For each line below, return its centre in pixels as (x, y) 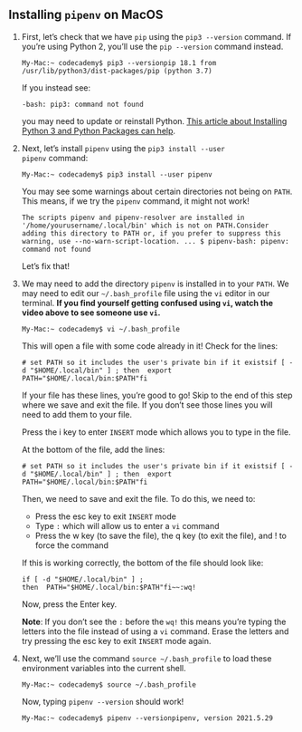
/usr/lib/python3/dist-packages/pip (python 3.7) (117, 71)
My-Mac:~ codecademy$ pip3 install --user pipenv (117, 174)
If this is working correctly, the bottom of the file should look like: (142, 563)
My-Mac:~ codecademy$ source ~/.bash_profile (109, 684)
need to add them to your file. (77, 414)
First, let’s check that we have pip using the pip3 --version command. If (156, 36)
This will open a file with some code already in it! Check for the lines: (150, 346)
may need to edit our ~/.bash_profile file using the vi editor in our (146, 293)
